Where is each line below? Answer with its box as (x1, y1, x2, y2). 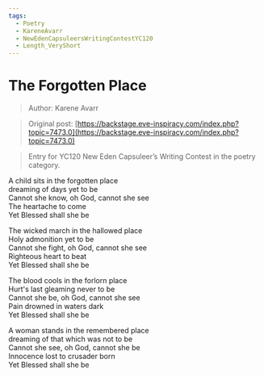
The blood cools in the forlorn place (8, 276, 128, 286)
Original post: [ (27, 119, 78, 129)
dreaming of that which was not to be (8, 334, 133, 344)
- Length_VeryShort (15, 42, 82, 50)
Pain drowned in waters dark (8, 302, 104, 311)
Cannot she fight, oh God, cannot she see (8, 243, 148, 253)
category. (27, 161, 61, 170)
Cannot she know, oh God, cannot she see (8, 193, 149, 203)
